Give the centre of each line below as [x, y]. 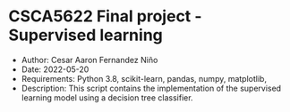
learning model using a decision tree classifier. [107, 97]
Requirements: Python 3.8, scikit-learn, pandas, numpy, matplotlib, [144, 78]
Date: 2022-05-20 [55, 69]
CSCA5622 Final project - [105, 16]
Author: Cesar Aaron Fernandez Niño [90, 60]
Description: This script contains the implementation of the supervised [151, 88]
